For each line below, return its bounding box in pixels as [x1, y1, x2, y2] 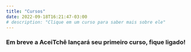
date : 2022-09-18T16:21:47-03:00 [6, 14, 88, 20]
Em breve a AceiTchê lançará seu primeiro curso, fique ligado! [6, 38, 186, 46]
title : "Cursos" [6, 8, 46, 14]
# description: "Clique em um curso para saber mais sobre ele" [6, 19, 166, 25]
